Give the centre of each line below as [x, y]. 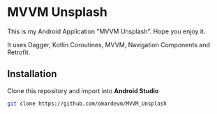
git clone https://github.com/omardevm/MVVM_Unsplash [87, 104]
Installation [32, 74]
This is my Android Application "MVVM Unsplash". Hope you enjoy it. [106, 31]
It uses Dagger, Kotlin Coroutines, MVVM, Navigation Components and [109, 44]
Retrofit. [19, 52]
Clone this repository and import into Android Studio [83, 90]
